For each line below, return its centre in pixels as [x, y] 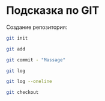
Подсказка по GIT [53, 11]
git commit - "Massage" [36, 60]
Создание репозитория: [37, 27]
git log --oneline [29, 82]
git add [16, 49]
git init [17, 38]
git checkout [22, 93]
